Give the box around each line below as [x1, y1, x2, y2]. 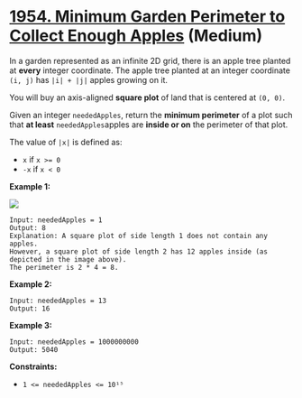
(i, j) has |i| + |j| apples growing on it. [9, 74, 169, 85]
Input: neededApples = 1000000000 [9, 337, 140, 347]
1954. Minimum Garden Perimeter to [9, 6, 286, 27]
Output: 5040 [9, 345, 59, 354]
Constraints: [9, 361, 58, 372]
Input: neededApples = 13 [9, 296, 106, 305]
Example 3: [9, 319, 52, 330]
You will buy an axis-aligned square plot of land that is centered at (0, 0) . [9, 92, 286, 103]
